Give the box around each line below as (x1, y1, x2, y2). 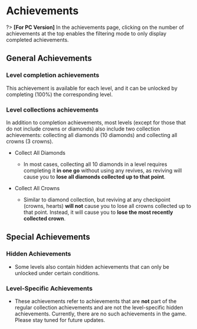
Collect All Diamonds (14, 149, 66, 156)
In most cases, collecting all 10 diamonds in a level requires (23, 161, 168, 168)
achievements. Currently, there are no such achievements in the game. (14, 310, 187, 317)
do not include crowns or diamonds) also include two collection (6, 125, 160, 132)
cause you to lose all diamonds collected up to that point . (23, 173, 166, 180)
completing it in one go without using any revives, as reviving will (23, 167, 182, 174)
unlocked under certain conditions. (14, 269, 100, 276)
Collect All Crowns (14, 184, 60, 191)
